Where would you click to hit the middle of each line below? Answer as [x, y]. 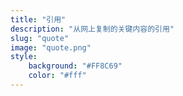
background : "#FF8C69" [75, 66]
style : [24, 57]
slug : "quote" [40, 38]
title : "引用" [38, 19]
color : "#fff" [57, 76]
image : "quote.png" [51, 47]
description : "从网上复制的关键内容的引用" [92, 29]
